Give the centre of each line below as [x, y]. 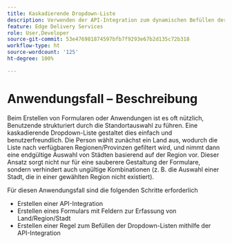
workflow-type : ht [33, 46]
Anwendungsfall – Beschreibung [103, 98]
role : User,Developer [38, 33]
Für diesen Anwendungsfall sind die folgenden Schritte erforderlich [103, 190]
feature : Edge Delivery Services [55, 26]
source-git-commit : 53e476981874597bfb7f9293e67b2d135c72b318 [98, 39]
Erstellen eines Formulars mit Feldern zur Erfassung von [97, 211]
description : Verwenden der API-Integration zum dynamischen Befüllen [111, 20]
